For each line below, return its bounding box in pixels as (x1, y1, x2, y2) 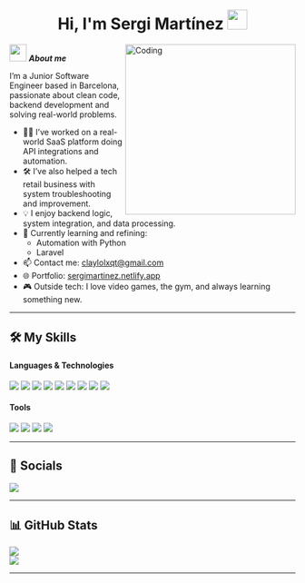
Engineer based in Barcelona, (9, 80, 120, 91)
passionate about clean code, (9, 89, 121, 100)
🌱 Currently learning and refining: (22, 227, 148, 238)
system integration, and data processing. (22, 218, 176, 229)
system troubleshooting (22, 188, 112, 199)
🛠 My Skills (9, 330, 77, 345)
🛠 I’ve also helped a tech (22, 165, 118, 176)
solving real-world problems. (9, 109, 118, 120)
